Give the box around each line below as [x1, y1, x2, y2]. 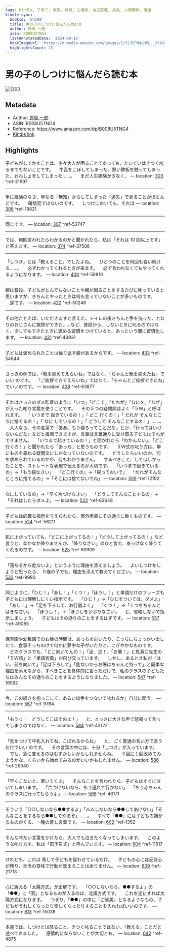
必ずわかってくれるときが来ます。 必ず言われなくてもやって [27, 265, 156, 271]
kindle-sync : [5, 12, 33, 17]
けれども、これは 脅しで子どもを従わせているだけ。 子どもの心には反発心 [5, 856, 163, 862]
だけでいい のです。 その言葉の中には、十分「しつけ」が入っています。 [5, 745, 157, 751]
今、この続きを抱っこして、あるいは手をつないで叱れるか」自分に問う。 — [5, 695, 161, 701]
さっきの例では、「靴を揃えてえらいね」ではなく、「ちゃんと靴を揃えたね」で [5, 371, 165, 377]
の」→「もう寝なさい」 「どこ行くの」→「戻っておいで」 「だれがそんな [5, 469, 162, 475]
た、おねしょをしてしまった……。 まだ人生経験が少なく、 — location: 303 [5, 173, 163, 179]
